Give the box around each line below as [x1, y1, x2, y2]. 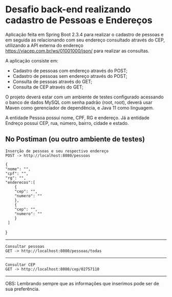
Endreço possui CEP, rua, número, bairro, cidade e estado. [5, 120, 129, 126]
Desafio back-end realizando [5, 4, 132, 15]
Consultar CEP [5, 262, 36, 267]
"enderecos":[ [5, 180, 36, 185]
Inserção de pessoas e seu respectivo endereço [5, 148, 109, 154]
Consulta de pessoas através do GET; [12, 78, 93, 84]
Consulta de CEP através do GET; [12, 83, 83, 90]
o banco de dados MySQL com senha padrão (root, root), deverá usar [5, 99, 153, 105]
